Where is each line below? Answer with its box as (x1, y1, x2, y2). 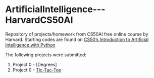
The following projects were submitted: (5, 52, 87, 58)
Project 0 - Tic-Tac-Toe (12, 67, 62, 73)
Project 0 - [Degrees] (12, 61, 57, 67)
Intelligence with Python (5, 42, 56, 48)
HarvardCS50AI (5, 14, 73, 26)
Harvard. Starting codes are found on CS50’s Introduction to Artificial (5, 36, 149, 43)
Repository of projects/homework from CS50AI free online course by (5, 31, 148, 37)
